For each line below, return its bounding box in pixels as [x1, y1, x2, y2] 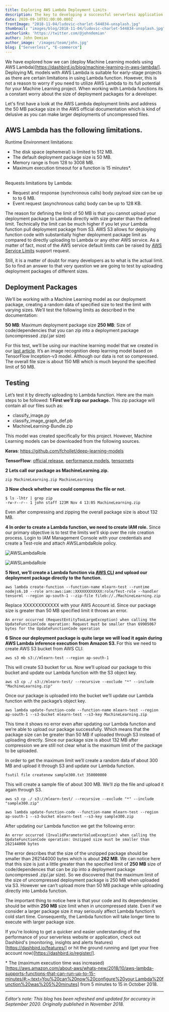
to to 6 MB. [12, 195, 36, 201]
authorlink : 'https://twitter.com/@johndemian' [5, 31, 107, 36]
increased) [82, 960, 105, 966]
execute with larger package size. [5, 919, 75, 925]
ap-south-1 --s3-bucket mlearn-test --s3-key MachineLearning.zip [5, 712, 147, 717]
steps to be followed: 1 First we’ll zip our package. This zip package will [5, 397, 155, 403]
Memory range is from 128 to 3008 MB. [12, 160, 95, 166]
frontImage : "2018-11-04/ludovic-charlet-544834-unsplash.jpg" [5, 21, 141, 27]
